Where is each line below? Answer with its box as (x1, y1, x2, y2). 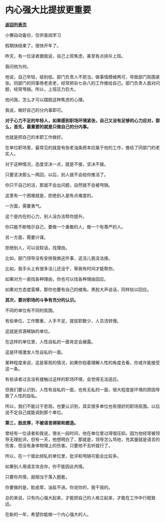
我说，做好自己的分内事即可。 (5, 107, 65, 113)
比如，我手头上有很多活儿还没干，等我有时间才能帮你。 (5, 265, 117, 271)
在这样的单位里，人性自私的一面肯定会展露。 (5, 339, 96, 345)
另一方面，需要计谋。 (5, 234, 48, 240)
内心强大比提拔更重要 (5, 4, 92, 16)
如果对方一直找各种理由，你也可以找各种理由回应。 (5, 276, 109, 282)
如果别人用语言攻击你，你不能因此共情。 (5, 463, 87, 469)
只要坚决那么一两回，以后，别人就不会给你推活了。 (5, 172, 109, 177)
